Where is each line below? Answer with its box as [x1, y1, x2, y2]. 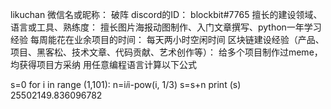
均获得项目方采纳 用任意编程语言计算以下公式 [10, 59, 197, 70]
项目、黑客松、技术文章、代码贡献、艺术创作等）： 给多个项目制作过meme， [10, 46, 323, 58]
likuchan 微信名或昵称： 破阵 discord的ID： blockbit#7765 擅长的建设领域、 [10, 9, 323, 20]
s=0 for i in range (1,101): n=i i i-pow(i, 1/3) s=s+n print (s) [10, 79, 242, 90]
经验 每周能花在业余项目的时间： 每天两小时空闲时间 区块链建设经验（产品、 [10, 34, 325, 45]
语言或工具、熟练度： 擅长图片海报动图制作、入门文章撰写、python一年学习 [10, 21, 322, 33]
